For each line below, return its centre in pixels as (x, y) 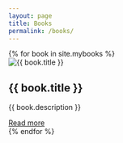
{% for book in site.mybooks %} (62, 54)
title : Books (30, 23)
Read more (27, 123)
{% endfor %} (32, 132)
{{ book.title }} (46, 88)
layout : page (30, 16)
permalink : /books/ (41, 31)
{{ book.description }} (45, 107)
